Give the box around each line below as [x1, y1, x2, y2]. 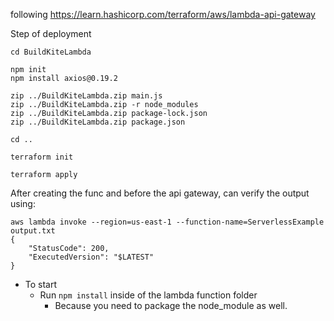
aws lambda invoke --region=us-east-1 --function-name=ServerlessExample [10, 217, 325, 227]
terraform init [10, 152, 74, 162]
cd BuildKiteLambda [10, 47, 92, 57]
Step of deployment [10, 28, 92, 39]
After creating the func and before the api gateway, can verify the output [10, 187, 310, 199]
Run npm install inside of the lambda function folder [39, 289, 258, 301]
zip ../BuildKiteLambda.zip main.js [10, 91, 163, 101]
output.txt [10, 226, 56, 236]
